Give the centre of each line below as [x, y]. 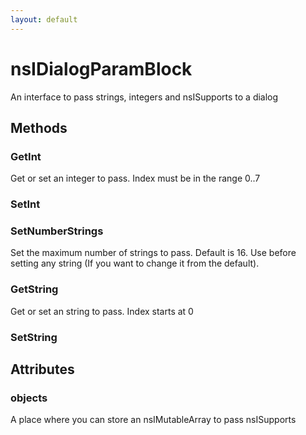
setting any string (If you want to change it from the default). [135, 263]
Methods [39, 127]
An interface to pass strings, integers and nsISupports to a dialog [144, 97]
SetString [34, 337]
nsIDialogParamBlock [101, 68]
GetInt [26, 156]
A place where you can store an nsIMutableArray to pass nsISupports [153, 420]
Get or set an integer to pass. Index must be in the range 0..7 [135, 178]
